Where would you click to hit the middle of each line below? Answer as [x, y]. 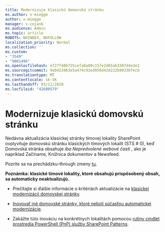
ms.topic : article [24, 33]
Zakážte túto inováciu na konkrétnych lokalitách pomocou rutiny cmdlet [86, 219]
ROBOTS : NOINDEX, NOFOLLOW [33, 38]
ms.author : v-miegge [27, 15]
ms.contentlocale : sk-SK [31, 80]
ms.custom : [16, 52]
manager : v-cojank [24, 24]
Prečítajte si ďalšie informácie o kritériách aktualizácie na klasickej [80, 189]
